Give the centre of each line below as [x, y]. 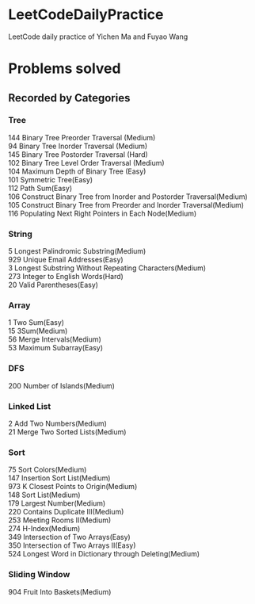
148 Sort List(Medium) [44, 495]
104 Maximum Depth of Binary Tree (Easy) [77, 171]
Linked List [30, 406]
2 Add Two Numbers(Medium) [57, 423]
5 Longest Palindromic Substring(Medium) [77, 251]
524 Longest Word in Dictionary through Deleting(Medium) [104, 554]
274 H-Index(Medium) [44, 529]
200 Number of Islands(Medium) [61, 385]
